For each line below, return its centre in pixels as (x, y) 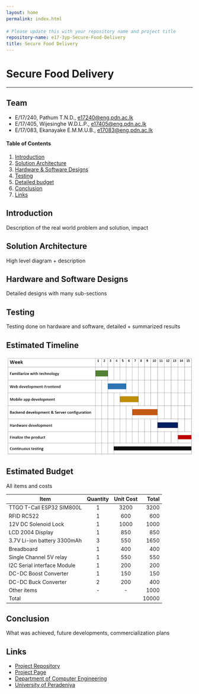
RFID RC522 (24, 516)
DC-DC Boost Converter (38, 573)
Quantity (98, 499)
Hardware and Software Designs (67, 279)
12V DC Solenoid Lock (36, 524)
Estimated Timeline (42, 345)
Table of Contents (29, 144)
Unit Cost (126, 499)
